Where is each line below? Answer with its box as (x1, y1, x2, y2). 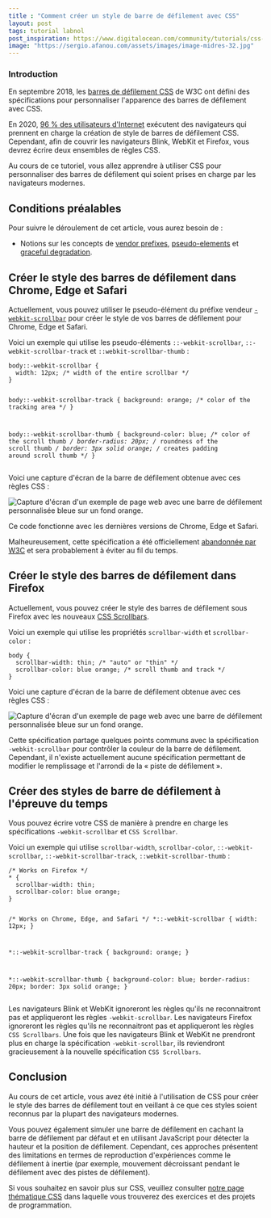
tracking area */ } (8, 403, 74, 411)
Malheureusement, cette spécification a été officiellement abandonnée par (8, 536, 256, 546)
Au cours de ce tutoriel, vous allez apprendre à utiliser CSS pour (8, 161, 222, 170)
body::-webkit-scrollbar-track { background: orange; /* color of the (8, 396, 251, 404)
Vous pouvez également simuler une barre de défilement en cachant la (8, 1124, 244, 1134)
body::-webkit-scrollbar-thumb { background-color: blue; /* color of (8, 430, 251, 439)
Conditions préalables (8, 201, 122, 215)
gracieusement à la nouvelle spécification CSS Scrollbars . (8, 1047, 202, 1056)
